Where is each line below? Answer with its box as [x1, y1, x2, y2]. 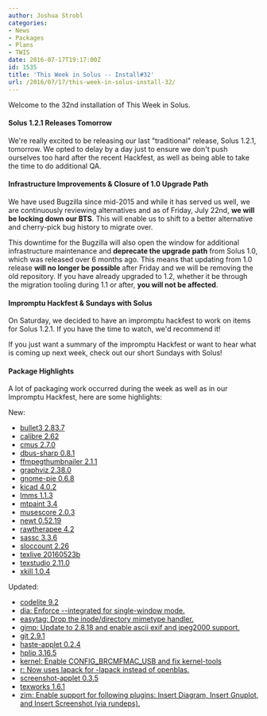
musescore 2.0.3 [19, 508, 75, 517]
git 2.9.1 [19, 631, 45, 641]
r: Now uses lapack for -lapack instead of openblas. [19, 665, 190, 675]
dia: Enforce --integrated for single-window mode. [19, 606, 185, 616]
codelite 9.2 [19, 598, 60, 607]
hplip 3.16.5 [19, 648, 57, 658]
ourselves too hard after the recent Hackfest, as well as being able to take [8, 153, 250, 162]
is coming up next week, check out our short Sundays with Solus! [8, 348, 222, 358]
